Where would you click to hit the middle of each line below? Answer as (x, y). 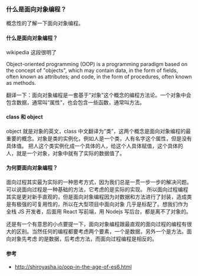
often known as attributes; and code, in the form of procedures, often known (99, 76)
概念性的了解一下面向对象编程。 (45, 23)
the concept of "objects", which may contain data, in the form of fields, (92, 70)
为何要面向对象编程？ (32, 168)
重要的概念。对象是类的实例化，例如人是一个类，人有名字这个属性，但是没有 (99, 138)
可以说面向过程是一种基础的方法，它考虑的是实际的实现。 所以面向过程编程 (97, 189)
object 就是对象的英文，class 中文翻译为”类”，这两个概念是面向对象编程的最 (99, 131)
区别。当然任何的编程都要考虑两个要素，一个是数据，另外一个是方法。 (101, 231)
